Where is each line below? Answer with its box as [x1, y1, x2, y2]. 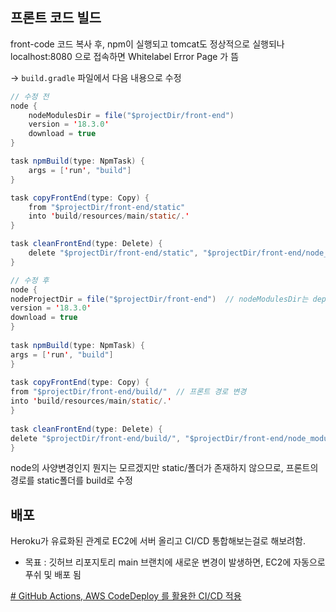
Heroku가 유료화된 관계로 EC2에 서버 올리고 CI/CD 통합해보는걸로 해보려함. [10, 535, 307, 547]
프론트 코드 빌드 [10, 9, 102, 27]
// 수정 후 [10, 275, 50, 285]
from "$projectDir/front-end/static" [28, 202, 186, 212]
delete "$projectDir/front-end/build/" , [10, 433, 182, 443]
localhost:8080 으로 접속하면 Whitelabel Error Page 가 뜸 [10, 50, 240, 62]
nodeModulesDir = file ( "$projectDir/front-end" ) [28, 110, 235, 120]
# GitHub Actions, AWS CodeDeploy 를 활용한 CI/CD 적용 [10, 590, 242, 602]
